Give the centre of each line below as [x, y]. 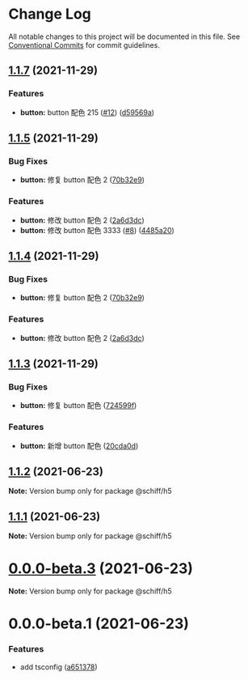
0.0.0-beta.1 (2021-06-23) [99, 624]
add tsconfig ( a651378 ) [59, 667]
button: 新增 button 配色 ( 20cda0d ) [79, 445]
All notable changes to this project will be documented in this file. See [124, 36]
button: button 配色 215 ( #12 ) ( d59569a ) [87, 112]
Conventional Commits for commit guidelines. [84, 45]
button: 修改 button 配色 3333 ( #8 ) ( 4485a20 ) [97, 230]
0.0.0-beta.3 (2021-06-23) [101, 569]
